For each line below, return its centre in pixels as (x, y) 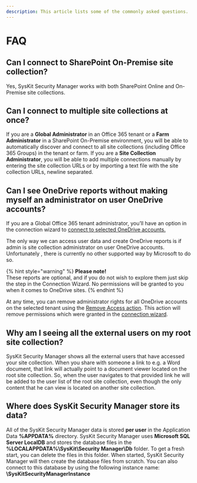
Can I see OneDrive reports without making (87, 191)
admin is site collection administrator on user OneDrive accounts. (86, 247)
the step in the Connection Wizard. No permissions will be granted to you (95, 284)
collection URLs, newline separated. (50, 172)
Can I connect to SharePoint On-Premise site (90, 63)
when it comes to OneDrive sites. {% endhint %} (65, 290)
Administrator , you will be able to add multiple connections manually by (94, 160)
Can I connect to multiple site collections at (87, 111)
